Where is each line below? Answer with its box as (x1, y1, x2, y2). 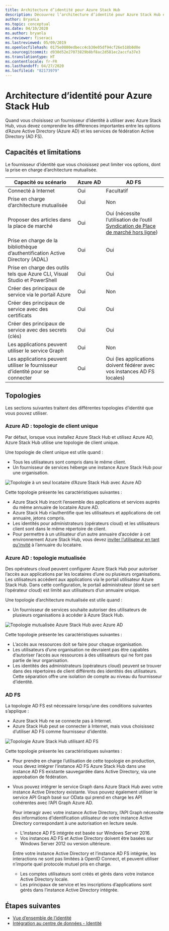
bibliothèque (8, 243, 38, 250)
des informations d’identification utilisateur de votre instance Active (12, 815, 153, 821)
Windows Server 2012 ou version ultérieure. (20, 841, 111, 847)
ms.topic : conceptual (5, 21, 51, 27)
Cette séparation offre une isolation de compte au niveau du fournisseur (12, 674, 162, 680)
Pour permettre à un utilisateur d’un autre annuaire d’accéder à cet (12, 531, 151, 537)
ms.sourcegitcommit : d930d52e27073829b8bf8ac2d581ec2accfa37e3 (5, 49, 141, 54)
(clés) (8, 332, 22, 340)
